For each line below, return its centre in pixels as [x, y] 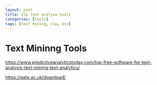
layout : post [19, 10]
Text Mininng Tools [46, 48]
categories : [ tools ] [27, 19]
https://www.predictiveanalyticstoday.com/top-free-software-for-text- [78, 62]
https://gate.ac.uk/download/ [36, 77]
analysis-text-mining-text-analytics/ [43, 67]
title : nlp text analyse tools [38, 14]
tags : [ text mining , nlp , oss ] [38, 24]
